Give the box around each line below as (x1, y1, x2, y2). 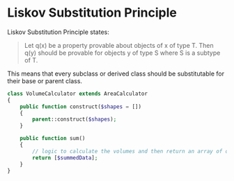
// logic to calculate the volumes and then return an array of (32, 148, 223, 155)
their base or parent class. (7, 76, 82, 85)
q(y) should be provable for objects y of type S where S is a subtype (24, 49, 221, 57)
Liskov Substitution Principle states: (7, 28, 110, 36)
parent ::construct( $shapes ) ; (32, 116, 117, 123)
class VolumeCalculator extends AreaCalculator (7, 90, 148, 97)
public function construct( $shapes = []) (19, 103, 141, 110)
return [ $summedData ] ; (32, 154, 98, 161)
